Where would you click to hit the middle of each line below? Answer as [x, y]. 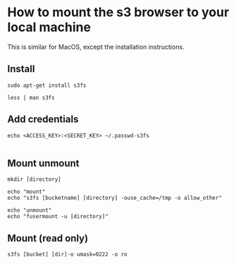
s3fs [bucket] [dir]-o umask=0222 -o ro [68, 255]
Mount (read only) [48, 238]
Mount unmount [43, 163]
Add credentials [43, 120]
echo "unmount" [30, 210]
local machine [49, 27]
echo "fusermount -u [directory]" [58, 217]
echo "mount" [26, 192]
